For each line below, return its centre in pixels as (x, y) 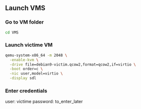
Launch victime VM (29, 45)
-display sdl (23, 78)
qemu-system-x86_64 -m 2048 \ (36, 55)
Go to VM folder (24, 22)
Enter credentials (26, 91)
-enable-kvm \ (24, 60)
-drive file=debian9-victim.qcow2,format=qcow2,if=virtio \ (73, 64)
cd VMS (12, 32)
